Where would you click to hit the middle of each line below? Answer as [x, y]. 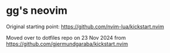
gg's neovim [37, 11]
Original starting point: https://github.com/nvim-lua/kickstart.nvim [85, 26]
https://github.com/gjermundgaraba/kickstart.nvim [67, 44]
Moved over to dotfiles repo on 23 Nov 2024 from [66, 37]
